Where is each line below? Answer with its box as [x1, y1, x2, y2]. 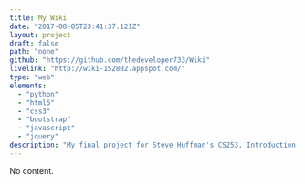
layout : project [9, 30, 71, 39]
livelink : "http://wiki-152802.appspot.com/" [9, 65, 185, 74]
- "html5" [17, 97, 55, 107]
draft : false [9, 38, 59, 48]
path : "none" [9, 47, 59, 56]
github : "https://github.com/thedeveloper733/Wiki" [9, 56, 210, 65]
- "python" [17, 89, 59, 98]
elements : [9, 81, 47, 90]
